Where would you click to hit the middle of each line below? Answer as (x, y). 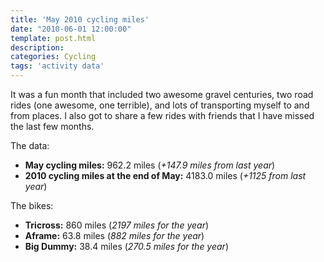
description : (37, 47)
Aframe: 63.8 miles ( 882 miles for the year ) (114, 235)
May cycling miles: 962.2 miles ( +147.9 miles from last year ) (150, 165)
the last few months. (52, 126)
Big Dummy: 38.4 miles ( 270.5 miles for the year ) (127, 246)
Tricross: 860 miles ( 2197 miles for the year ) (117, 225)
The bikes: (32, 205)
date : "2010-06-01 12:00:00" (71, 29)
